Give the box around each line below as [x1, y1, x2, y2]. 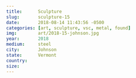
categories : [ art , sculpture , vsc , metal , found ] [6, 25, 131, 31]
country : [6, 57, 28, 63]
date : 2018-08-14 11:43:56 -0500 [6, 19, 105, 25]
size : [6, 63, 20, 69]
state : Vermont [6, 52, 57, 58]
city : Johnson [6, 47, 57, 53]
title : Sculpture [6, 8, 62, 15]
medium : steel [6, 42, 51, 48]
